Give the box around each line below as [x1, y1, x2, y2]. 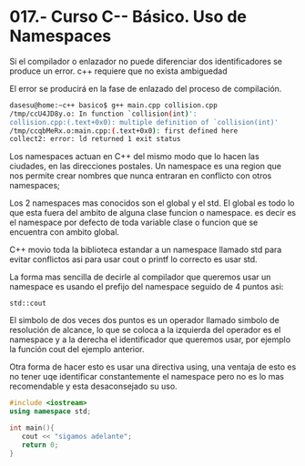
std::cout [9, 299, 47, 309]
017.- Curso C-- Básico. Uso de [9, 6, 248, 27]
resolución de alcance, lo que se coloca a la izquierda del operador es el [9, 325, 281, 336]
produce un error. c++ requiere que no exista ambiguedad [9, 66, 228, 76]
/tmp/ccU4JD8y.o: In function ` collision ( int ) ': [9, 109, 198, 118]
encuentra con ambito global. [9, 227, 120, 238]
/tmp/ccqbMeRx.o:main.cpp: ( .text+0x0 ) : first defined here [9, 126, 239, 136]
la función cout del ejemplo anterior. [9, 344, 145, 355]
